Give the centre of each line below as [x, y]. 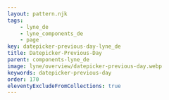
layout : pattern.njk [38, 14]
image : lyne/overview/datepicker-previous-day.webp [84, 66]
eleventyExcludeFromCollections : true [64, 86]
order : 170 [23, 79]
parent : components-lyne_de [49, 60]
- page [30, 40]
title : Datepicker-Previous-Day [55, 54]
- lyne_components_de [51, 33]
